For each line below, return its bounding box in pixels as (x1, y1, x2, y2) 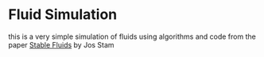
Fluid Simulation (8, 6, 118, 24)
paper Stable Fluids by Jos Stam (8, 40, 115, 49)
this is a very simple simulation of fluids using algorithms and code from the (8, 32, 256, 41)
